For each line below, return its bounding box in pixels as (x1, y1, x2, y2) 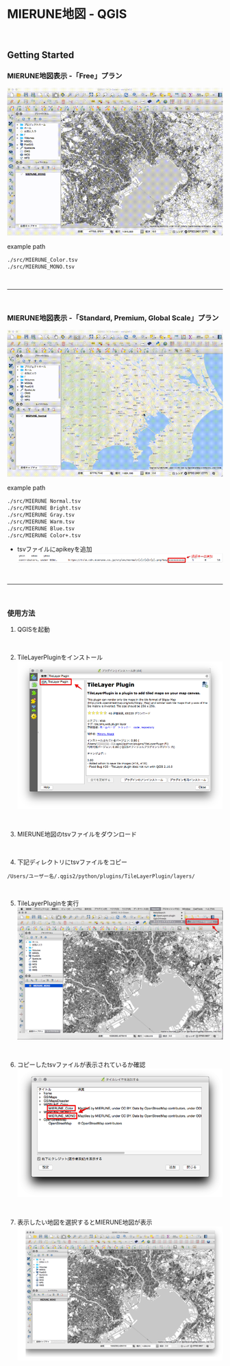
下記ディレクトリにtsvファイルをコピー (16, 858, 128, 866)
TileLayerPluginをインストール (16, 653, 103, 661)
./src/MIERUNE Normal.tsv (7, 497, 81, 505)
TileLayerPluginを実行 (16, 899, 79, 907)
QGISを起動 (16, 626, 50, 634)
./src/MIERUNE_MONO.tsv (7, 263, 75, 270)
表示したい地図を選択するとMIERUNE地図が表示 (16, 1218, 153, 1226)
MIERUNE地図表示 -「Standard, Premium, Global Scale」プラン (7, 313, 219, 323)
